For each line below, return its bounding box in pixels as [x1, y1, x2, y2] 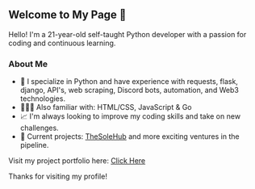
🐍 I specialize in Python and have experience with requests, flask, [19, 77, 238, 86]
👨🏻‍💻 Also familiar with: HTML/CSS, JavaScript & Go [19, 103, 192, 112]
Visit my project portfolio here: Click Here [8, 156, 146, 166]
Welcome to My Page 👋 [8, 8, 127, 22]
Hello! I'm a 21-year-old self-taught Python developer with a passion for [8, 29, 247, 39]
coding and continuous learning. [8, 38, 116, 48]
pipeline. [19, 141, 49, 150]
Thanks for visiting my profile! [8, 171, 107, 182]
